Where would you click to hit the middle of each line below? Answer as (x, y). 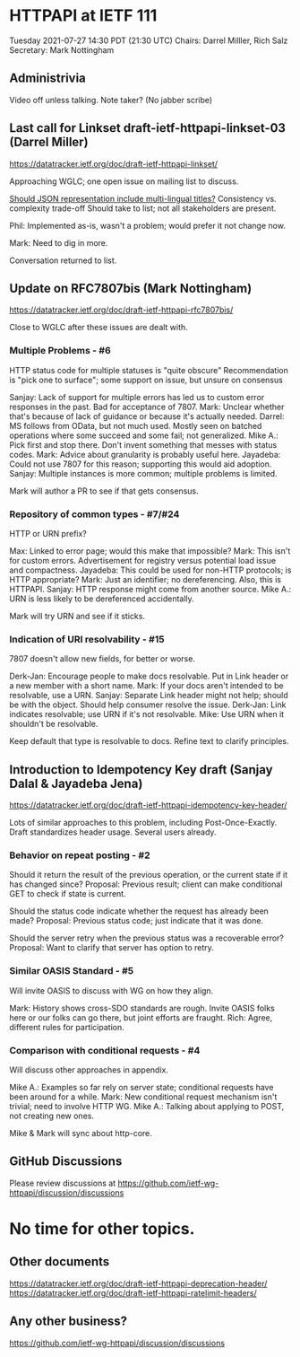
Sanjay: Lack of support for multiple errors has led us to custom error (137, 397)
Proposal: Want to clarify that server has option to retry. (112, 948)
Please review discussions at (63, 1183)
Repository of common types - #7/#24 (94, 514)
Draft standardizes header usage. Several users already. (113, 832)
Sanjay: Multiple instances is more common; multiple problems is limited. (143, 473)
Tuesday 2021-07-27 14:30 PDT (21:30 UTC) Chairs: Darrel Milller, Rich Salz (149, 40)
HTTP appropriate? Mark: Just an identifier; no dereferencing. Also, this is (146, 579)
